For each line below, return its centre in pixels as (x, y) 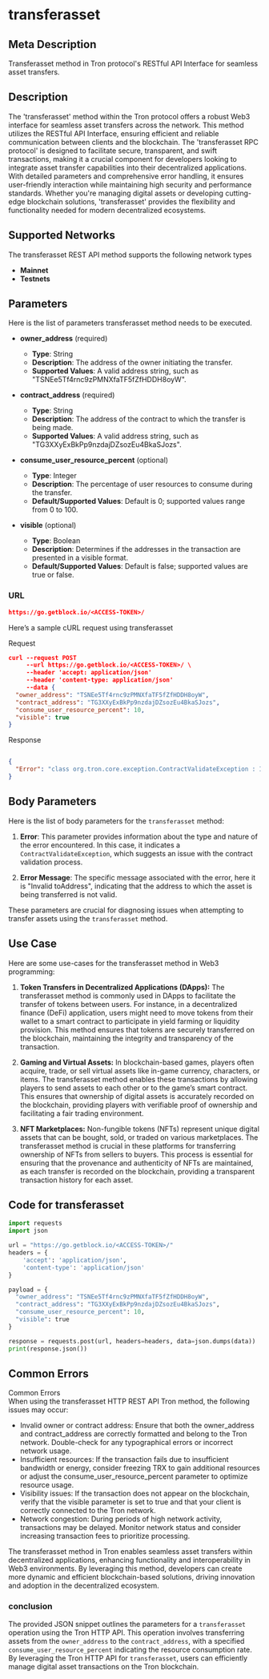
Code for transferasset (66, 1205)
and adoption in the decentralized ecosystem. (84, 1586)
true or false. (53, 575)
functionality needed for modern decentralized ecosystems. (107, 210)
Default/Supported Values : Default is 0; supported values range (139, 501)
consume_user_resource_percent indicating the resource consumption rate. (130, 1649)
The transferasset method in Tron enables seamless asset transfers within (130, 1552)
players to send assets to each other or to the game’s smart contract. (134, 1088)
